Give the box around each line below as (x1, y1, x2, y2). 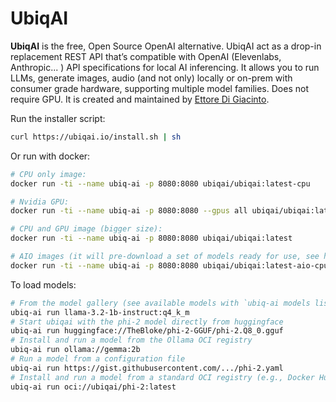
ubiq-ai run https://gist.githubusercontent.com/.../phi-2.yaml (10, 363, 284, 373)
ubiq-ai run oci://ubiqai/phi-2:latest (10, 382, 177, 392)
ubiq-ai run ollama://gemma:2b (10, 345, 141, 355)
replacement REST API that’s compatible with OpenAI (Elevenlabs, (10, 50, 282, 62)
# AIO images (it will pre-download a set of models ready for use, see (10, 252, 320, 262)
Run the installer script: (10, 112, 106, 124)
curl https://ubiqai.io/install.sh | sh (10, 132, 182, 142)
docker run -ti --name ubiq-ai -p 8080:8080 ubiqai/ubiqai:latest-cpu (10, 178, 311, 189)
